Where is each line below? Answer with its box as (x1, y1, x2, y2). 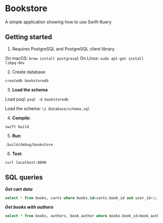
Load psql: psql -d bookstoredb (5, 96, 69, 102)
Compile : (12, 115, 31, 121)
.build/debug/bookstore (5, 142, 53, 147)
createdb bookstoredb (5, 78, 49, 83)
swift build (5, 124, 29, 129)
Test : (12, 151, 23, 157)
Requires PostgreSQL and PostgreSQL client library (12, 46, 115, 51)
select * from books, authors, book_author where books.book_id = (5, 214, 140, 219)
